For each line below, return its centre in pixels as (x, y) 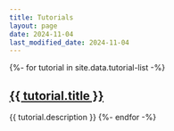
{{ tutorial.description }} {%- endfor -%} (83, 118)
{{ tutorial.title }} (57, 96)
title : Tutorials (41, 17)
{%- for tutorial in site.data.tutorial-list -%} (87, 68)
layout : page (33, 26)
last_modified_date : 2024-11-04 (69, 42)
